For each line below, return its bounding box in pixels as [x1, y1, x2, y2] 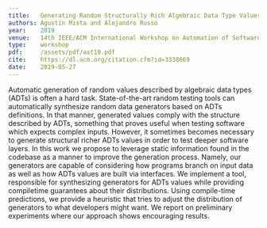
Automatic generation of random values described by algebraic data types [8, 85, 252, 94]
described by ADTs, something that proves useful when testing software [8, 118, 245, 127]
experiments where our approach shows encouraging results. [8, 211, 210, 220]
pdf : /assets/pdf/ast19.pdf [8, 48, 115, 56]
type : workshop [8, 41, 69, 49]
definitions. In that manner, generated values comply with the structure [8, 110, 241, 120]
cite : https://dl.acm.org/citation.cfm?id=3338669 [8, 56, 191, 64]
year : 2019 [8, 26, 56, 34]
